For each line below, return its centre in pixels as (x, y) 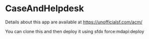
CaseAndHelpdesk (45, 9)
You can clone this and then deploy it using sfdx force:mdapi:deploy (75, 31)
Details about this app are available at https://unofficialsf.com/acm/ (74, 22)
